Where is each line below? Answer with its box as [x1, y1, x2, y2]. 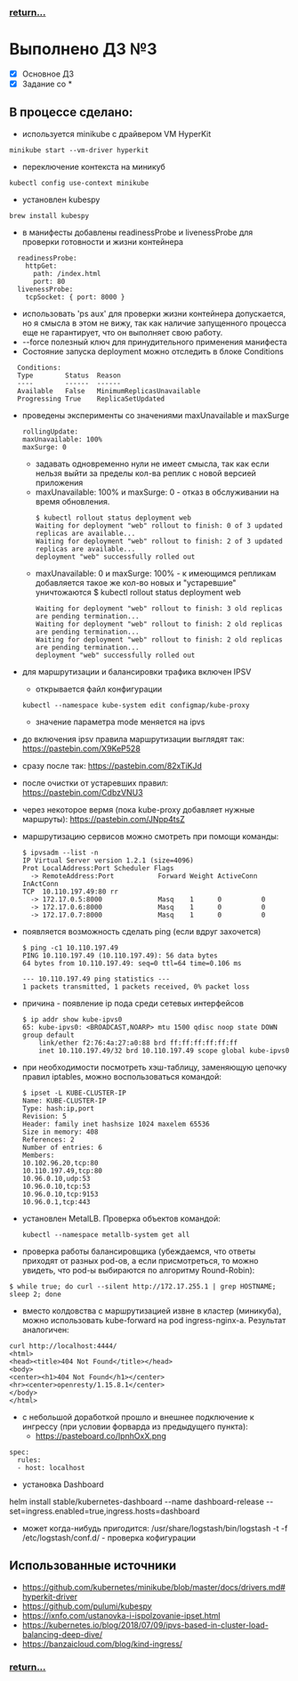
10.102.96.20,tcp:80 [21, 1159, 99, 1168]
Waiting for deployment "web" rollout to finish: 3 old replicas [35, 603, 283, 613]
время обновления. [35, 496, 110, 506]
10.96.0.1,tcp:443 [21, 1197, 91, 1207]
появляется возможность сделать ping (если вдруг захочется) [21, 925, 262, 936]
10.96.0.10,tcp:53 [21, 1182, 91, 1191]
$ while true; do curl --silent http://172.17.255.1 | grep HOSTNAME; [9, 1281, 277, 1291]
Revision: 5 [21, 1111, 67, 1120]
